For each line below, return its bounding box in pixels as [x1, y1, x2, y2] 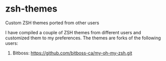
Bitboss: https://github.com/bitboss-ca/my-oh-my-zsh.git [12, 50, 133, 56]
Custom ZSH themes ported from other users [5, 20, 99, 26]
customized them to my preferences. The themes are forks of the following [5, 35, 161, 41]
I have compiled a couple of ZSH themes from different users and [5, 29, 141, 35]
